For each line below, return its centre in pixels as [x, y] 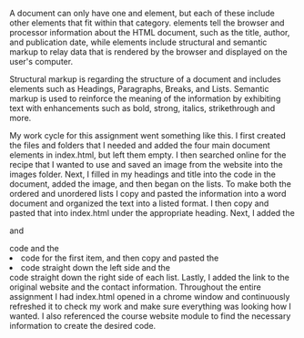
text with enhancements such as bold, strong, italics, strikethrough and [142, 108]
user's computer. [41, 61]
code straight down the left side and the [96, 267]
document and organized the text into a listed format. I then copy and [139, 203]
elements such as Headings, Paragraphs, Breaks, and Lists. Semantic [139, 89]
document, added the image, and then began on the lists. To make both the [150, 184]
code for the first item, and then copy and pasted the [120, 258]
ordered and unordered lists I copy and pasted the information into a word [148, 194]
